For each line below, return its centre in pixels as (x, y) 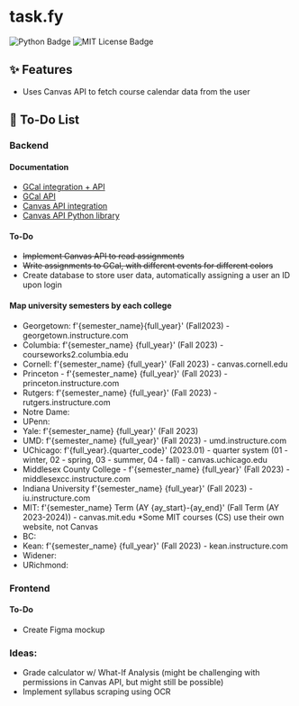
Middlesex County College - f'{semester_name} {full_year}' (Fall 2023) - (156, 469)
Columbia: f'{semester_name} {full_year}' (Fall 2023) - (123, 345)
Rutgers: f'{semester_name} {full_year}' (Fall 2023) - (120, 393)
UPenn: (36, 421)
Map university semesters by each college (91, 306)
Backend (29, 146)
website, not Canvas (60, 526)
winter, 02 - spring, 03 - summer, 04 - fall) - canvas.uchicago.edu (145, 459)
